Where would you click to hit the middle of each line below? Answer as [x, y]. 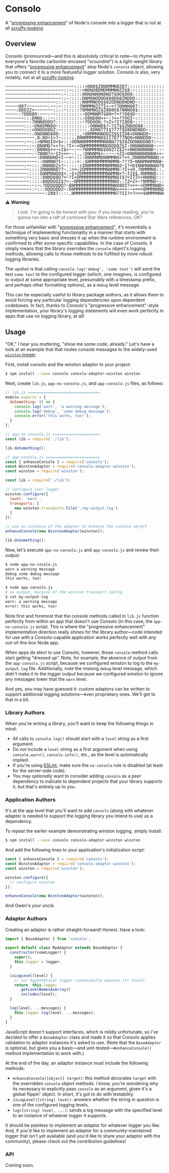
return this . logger [36, 985]
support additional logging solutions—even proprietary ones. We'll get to [80, 694]
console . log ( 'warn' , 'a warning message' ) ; [61, 406]
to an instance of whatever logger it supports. [60, 1115]
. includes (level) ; [38, 994]
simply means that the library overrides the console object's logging [75, 248]
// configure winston [32, 882]
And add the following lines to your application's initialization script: [75, 850]
